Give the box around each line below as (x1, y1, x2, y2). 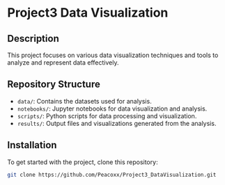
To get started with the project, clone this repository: (7, 158, 158, 166)
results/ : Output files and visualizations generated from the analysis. (17, 119, 217, 127)
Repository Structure (7, 79, 101, 90)
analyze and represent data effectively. (7, 58, 119, 67)
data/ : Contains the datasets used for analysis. (17, 97, 152, 105)
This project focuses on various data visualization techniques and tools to (7, 51, 219, 59)
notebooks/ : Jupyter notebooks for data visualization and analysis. (17, 104, 208, 113)
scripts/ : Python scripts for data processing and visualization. (17, 111, 197, 120)
